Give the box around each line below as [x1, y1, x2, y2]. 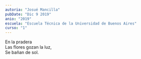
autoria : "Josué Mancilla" [5, 7, 60, 12]
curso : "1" [5, 26, 27, 30]
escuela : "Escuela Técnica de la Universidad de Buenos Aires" [5, 21, 137, 26]
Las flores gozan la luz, [5, 44, 52, 50]
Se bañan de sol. [5, 50, 39, 56]
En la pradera [5, 39, 32, 45]
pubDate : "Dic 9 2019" [5, 12, 51, 17]
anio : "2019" [5, 16, 32, 21]
